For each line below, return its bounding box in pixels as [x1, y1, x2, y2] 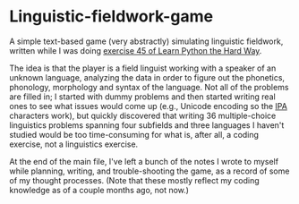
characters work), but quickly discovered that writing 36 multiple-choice [9, 110, 277, 121]
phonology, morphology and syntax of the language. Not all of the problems [9, 81, 289, 92]
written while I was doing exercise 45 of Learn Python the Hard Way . [9, 45, 262, 55]
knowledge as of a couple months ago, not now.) [9, 184, 190, 195]
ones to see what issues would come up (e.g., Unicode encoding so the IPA [9, 100, 288, 111]
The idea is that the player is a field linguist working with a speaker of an [9, 63, 277, 73]
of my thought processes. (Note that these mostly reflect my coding [9, 174, 260, 185]
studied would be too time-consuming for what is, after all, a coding [9, 129, 260, 140]
